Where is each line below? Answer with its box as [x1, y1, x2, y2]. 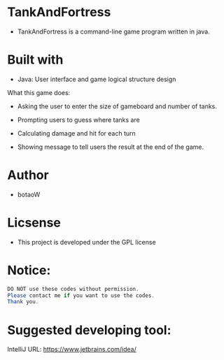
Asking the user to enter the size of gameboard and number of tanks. [17, 102, 217, 110]
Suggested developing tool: [7, 322, 171, 338]
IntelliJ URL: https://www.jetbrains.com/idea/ [7, 345, 136, 354]
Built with [7, 52, 64, 68]
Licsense [7, 215, 62, 231]
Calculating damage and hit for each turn [17, 129, 136, 137]
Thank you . [7, 298, 39, 305]
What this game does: [7, 88, 71, 96]
